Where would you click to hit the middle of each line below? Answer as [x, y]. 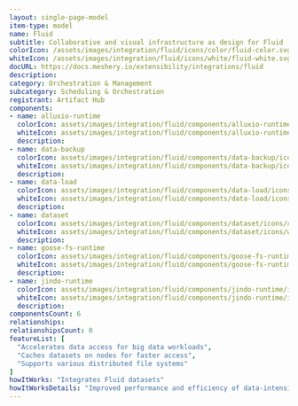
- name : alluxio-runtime [55, 116]
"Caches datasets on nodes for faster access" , [107, 355]
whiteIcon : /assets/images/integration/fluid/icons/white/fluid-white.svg [150, 59]
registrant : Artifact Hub [57, 100]
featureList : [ [37, 339]
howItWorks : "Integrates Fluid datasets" [87, 380]
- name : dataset [39, 215]
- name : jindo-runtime [51, 281]
